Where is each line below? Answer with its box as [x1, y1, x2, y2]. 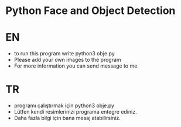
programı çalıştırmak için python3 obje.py [13, 102, 115, 109]
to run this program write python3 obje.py [13, 50, 115, 57]
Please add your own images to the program [13, 57, 121, 63]
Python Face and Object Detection [5, 4, 176, 17]
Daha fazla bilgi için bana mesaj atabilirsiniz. [13, 115, 121, 122]
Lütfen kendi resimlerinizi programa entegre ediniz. [13, 108, 137, 115]
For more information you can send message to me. [13, 62, 139, 69]
